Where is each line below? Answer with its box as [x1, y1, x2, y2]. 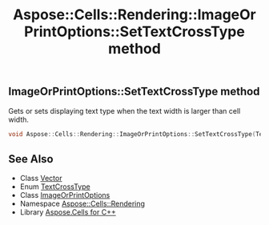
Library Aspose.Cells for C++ [19, 207, 116, 217]
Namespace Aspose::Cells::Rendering [19, 199, 146, 209]
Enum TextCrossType [19, 182, 90, 191]
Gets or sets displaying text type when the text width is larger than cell [8, 106, 241, 115]
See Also [8, 152, 54, 166]
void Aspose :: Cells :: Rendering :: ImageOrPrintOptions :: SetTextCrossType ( [8, 130, 256, 138]
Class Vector [19, 174, 62, 183]
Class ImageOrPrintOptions [19, 191, 110, 200]
